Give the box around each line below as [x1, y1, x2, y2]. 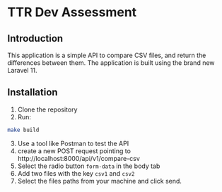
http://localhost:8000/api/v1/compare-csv [17, 154, 140, 162]
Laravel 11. [7, 66, 37, 74]
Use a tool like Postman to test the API [17, 139, 129, 148]
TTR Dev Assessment [7, 4, 137, 20]
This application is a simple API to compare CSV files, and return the [7, 51, 206, 59]
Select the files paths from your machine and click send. [17, 176, 182, 185]
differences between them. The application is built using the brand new [7, 59, 215, 67]
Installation [7, 86, 58, 99]
